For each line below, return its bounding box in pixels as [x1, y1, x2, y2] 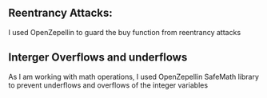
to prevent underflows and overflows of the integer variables [8, 80, 209, 90]
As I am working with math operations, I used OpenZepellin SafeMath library [8, 72, 260, 81]
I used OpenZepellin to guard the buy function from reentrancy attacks [8, 27, 241, 37]
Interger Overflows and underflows [8, 51, 188, 65]
